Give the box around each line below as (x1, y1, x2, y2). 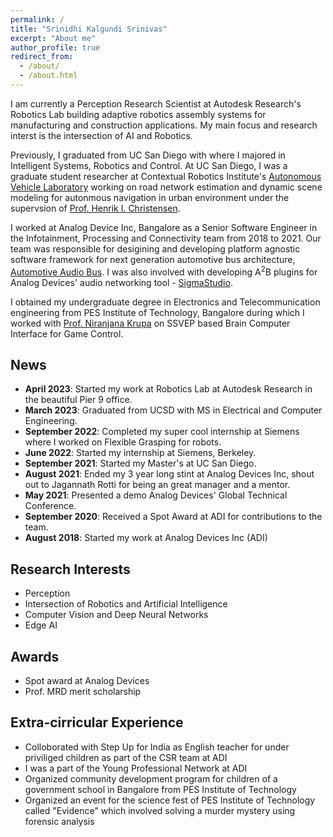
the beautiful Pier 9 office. (24, 394, 133, 406)
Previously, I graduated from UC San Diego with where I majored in (10, 149, 286, 161)
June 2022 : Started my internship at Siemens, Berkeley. (24, 447, 257, 459)
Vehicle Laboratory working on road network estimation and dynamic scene (10, 181, 323, 193)
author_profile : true (10, 42, 101, 53)
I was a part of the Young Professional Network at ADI (24, 762, 248, 774)
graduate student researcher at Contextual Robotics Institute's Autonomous (10, 170, 322, 182)
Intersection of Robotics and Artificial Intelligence (24, 598, 228, 610)
